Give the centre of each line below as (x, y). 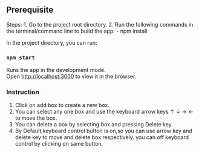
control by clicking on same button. (59, 144)
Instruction (23, 92)
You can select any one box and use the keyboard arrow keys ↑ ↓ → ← (104, 112)
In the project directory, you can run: (52, 42)
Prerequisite (30, 10)
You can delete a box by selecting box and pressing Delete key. (94, 125)
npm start (21, 57)
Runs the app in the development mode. (56, 70)
